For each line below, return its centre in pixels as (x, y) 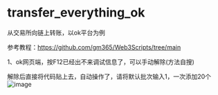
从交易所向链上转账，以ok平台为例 (56, 32)
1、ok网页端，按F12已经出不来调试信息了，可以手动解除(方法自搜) (101, 62)
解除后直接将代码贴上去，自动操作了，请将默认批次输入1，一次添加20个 (109, 76)
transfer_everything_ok (76, 13)
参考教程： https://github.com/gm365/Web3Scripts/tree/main (94, 47)
